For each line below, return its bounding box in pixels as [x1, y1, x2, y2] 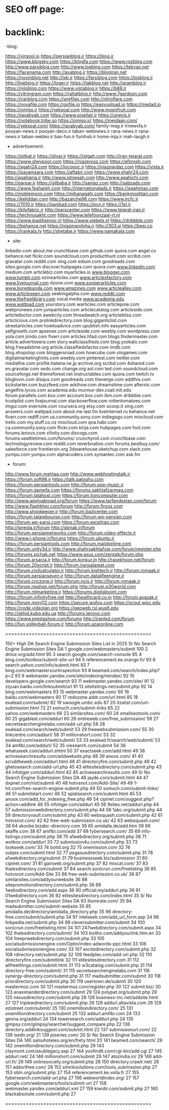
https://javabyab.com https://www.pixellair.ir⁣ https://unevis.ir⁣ [5, 112, 131, 118]
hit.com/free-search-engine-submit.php [5, 786, 89, 792]
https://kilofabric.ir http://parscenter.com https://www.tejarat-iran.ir [5, 207, 145, 213]
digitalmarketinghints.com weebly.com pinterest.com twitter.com [5, 355, 140, 361]
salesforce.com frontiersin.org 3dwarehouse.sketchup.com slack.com [5, 446, 151, 452]
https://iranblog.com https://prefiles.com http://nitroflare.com [5, 96, 133, 102]
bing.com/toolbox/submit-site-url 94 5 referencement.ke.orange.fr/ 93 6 [5, 657, 156, 663]
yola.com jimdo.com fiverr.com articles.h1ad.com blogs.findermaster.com [5, 334, 158, 340]
